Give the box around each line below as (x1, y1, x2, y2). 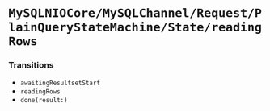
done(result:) (19, 97, 68, 105)
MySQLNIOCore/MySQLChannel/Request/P (8, 6, 263, 21)
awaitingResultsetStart (19, 79, 101, 88)
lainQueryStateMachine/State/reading (8, 20, 263, 35)
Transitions (8, 60, 54, 71)
